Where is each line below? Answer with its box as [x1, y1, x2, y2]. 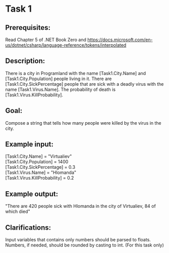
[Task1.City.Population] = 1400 [5, 159, 69, 165]
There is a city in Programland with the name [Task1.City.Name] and [5, 70, 146, 76]
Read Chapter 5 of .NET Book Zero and [5, 37, 87, 43]
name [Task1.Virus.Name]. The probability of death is [5, 86, 116, 92]
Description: [5, 57, 45, 65]
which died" [5, 208, 30, 214]
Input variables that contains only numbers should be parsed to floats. [5, 237, 151, 243]
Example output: [5, 190, 59, 198]
